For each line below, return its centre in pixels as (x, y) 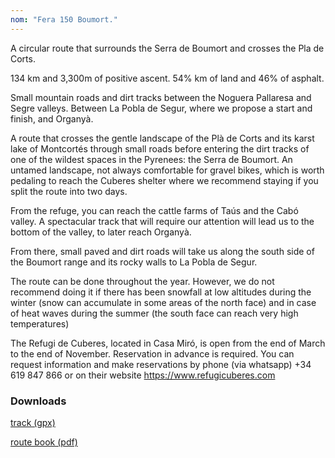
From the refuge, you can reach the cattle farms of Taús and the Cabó (154, 210)
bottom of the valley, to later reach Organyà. (101, 232)
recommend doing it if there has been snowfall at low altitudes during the (161, 292)
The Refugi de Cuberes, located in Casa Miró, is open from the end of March (168, 343)
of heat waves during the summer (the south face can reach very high (154, 313)
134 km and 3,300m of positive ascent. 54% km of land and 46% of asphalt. (167, 78)
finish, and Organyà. (52, 118)
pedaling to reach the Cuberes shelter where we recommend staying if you (164, 180)
